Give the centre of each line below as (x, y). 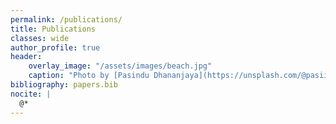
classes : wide (40, 38)
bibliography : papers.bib (64, 85)
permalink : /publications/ (66, 19)
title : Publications (53, 29)
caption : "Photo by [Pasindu (89, 76)
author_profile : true (55, 47)
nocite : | (31, 94)
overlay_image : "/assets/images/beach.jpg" (120, 66)
